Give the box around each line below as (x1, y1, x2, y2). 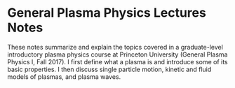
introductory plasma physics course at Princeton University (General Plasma (7, 50, 228, 59)
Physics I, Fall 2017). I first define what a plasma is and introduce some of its (7, 57, 228, 66)
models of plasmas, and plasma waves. (7, 72, 121, 81)
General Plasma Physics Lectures (7, 5, 207, 21)
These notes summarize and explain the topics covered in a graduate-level (7, 43, 223, 51)
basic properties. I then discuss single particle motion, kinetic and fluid (7, 65, 212, 73)
